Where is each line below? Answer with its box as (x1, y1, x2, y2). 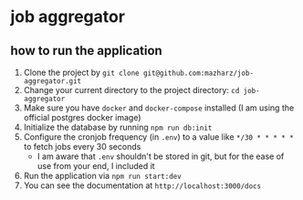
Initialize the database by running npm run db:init (23, 121, 213, 132)
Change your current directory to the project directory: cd (23, 85, 240, 95)
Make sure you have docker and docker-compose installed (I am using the (23, 102, 295, 113)
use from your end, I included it (37, 161, 155, 171)
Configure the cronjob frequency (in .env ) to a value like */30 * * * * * (23, 132, 295, 142)
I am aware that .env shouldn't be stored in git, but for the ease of (37, 151, 285, 162)
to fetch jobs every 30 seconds (23, 142, 141, 152)
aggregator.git (23, 77, 82, 86)
